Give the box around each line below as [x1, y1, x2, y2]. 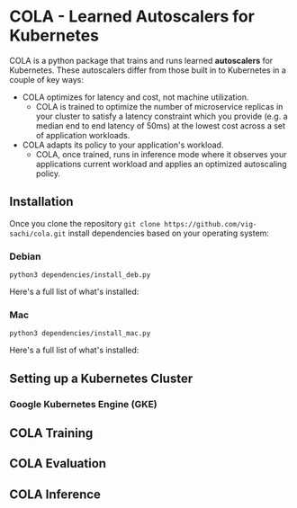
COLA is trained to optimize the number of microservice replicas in [35, 101, 283, 111]
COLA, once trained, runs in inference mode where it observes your [35, 148, 287, 159]
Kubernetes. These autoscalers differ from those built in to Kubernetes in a [9, 65, 286, 76]
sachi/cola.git [9, 229, 67, 238]
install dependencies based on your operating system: [67, 227, 270, 238]
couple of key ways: [9, 74, 84, 85]
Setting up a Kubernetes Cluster [9, 370, 193, 386]
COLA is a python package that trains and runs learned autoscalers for [9, 55, 274, 66]
